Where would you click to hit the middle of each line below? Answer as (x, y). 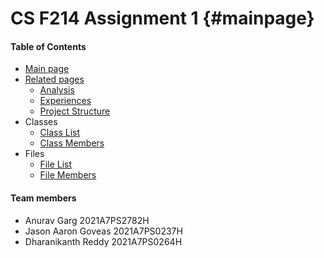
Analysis (57, 90)
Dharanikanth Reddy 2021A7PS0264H (103, 241)
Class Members (72, 143)
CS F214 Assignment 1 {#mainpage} (162, 18)
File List (56, 164)
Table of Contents (48, 46)
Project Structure (75, 111)
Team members (43, 198)
